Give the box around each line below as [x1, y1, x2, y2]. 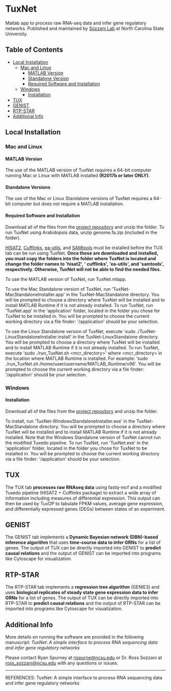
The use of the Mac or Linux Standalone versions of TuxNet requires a [5, 196, 153, 202]
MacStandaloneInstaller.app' [5, 291, 65, 297]
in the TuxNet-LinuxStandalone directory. [72, 334, 159, 340]
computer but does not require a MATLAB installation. [12, 201, 124, 207]
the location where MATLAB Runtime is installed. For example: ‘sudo [5, 355, 148, 362]
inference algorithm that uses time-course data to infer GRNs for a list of [5, 539, 161, 545]
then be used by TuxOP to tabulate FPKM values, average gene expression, [5, 500, 164, 507]
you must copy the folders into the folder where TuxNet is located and [5, 255, 156, 261]
